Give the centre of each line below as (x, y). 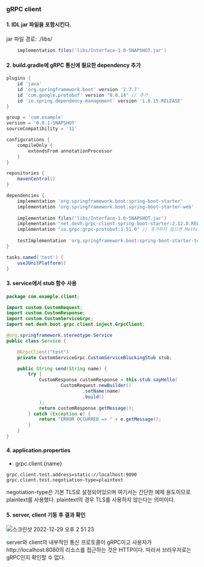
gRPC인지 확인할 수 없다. (36, 557)
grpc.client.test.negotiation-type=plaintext (65, 480)
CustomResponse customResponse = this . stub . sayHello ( (108, 380)
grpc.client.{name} (39, 464)
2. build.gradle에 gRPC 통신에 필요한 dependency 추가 (73, 65)
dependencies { (25, 196)
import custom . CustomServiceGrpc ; (50, 319)
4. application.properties (39, 450)
